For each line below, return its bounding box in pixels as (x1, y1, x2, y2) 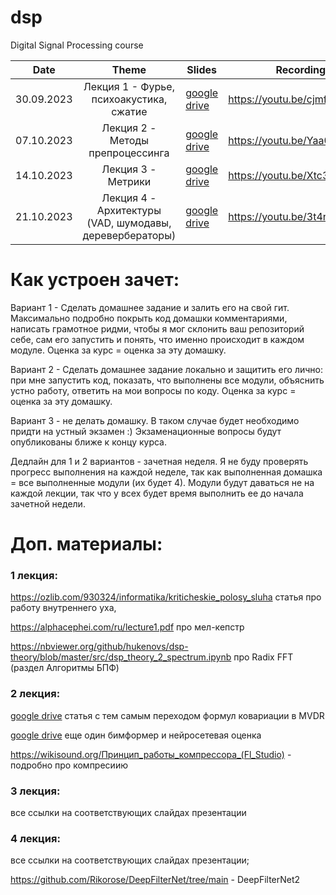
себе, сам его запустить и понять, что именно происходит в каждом (10, 333, 305, 345)
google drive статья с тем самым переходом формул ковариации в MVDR (10, 709, 325, 721)
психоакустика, (91, 92, 168, 106)
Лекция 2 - (101, 121, 157, 135)
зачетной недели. (10, 497, 86, 510)
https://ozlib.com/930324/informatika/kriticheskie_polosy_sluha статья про (10, 591, 322, 603)
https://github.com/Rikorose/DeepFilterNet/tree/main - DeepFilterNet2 (10, 874, 301, 886)
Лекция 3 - (101, 162, 157, 176)
